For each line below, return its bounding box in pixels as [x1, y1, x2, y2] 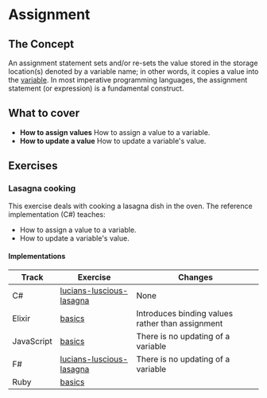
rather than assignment [136, 318, 223, 329]
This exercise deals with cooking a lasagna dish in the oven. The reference [8, 201, 253, 211]
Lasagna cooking [8, 183, 76, 194]
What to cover [8, 106, 80, 120]
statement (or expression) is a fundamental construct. [8, 83, 184, 93]
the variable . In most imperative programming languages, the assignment [8, 75, 248, 84]
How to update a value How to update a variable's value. [19, 136, 207, 145]
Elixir [12, 312, 30, 323]
